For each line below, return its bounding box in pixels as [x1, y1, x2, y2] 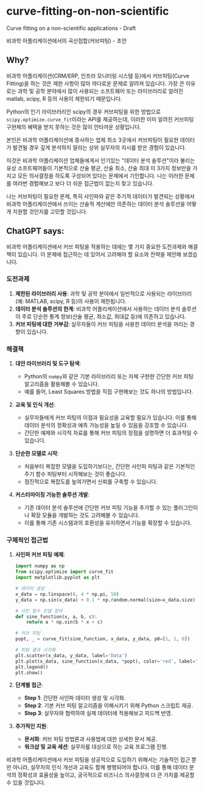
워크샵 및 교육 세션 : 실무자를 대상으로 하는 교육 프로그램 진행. [24, 743, 169, 751]
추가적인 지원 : [15, 722, 48, 730]
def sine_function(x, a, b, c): [15, 613, 97, 620]
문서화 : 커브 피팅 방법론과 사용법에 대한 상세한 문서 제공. [24, 735, 158, 743]
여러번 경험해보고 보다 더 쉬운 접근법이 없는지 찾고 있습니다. [12, 179, 154, 187]
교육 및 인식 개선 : [15, 401, 55, 408]
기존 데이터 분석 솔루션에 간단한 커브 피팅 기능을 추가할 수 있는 [24, 504, 172, 511]
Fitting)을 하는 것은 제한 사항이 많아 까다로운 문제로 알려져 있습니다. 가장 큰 [6, 79, 185, 87]
